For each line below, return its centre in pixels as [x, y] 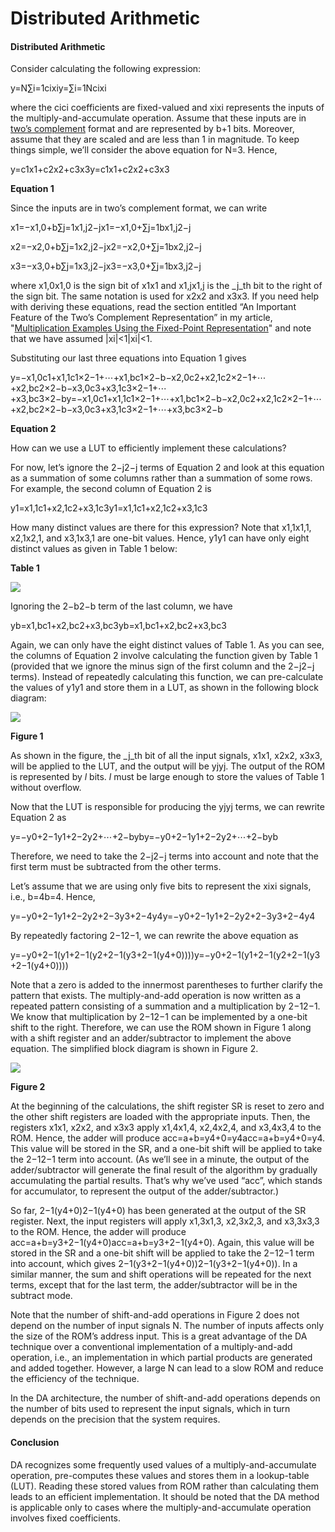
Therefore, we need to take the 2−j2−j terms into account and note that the [165, 856]
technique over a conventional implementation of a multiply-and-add [151, 1347]
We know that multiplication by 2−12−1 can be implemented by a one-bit [159, 1017]
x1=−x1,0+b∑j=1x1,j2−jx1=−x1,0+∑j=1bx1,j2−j [101, 228]
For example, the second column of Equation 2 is [111, 489]
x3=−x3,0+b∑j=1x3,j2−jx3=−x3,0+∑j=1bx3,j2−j [106, 266]
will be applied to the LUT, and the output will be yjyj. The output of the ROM [168, 766]
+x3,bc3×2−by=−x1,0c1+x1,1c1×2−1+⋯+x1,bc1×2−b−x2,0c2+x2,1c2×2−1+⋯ [166, 399]
